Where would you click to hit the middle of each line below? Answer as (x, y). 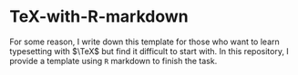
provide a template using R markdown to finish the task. (113, 61)
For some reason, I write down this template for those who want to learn (144, 42)
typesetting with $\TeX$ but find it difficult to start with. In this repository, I (149, 51)
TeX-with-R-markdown (99, 17)
